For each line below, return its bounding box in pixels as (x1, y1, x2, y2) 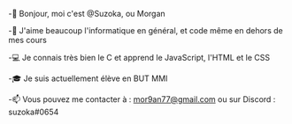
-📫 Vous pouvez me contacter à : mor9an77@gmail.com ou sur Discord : (8, 94, 276, 105)
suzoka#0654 (8, 106, 59, 117)
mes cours (8, 35, 48, 45)
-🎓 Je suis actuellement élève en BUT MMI (8, 73, 168, 84)
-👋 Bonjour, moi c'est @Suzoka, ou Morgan (8, 9, 165, 18)
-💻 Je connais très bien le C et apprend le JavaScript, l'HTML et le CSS (8, 53, 271, 62)
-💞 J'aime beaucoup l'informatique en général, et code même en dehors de (8, 26, 284, 35)
